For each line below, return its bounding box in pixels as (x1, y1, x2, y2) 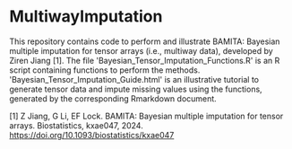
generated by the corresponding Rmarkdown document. (9, 92, 217, 104)
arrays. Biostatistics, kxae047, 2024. (9, 119, 143, 131)
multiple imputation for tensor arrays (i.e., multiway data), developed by (9, 45, 273, 56)
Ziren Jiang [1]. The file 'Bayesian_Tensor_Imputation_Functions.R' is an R (9, 55, 280, 66)
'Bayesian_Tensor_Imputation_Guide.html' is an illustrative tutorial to (9, 74, 260, 84)
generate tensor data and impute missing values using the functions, (9, 83, 262, 94)
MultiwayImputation (9, 6, 163, 27)
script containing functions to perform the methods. (9, 65, 201, 75)
